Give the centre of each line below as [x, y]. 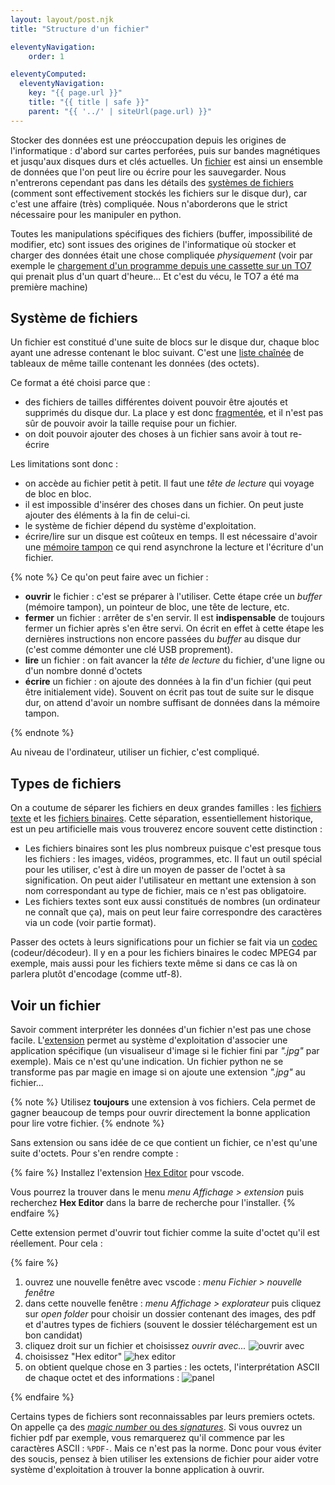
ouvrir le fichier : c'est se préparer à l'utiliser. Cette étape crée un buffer [173, 597]
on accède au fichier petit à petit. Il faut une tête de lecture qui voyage [169, 483]
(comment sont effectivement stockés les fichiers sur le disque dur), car [159, 193]
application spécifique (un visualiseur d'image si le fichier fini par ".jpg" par [165, 1051]
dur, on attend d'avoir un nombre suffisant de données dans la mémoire [172, 703]
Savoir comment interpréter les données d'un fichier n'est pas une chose [161, 1030]
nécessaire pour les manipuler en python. [96, 214]
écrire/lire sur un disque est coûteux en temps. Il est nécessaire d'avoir [171, 537]
